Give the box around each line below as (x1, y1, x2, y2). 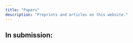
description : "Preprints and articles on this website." (5, 12, 128, 17)
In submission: (5, 31, 53, 39)
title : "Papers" (5, 7, 40, 13)
